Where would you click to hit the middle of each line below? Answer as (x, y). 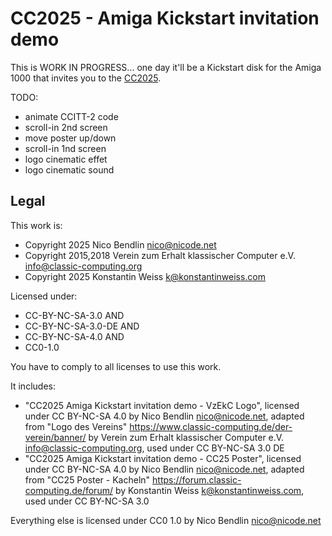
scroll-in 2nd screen (66, 127)
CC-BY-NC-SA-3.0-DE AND (82, 326)
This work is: (36, 225)
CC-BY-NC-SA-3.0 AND (74, 315)
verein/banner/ (55, 437)
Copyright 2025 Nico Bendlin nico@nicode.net (120, 244)
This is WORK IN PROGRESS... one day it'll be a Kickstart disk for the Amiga (166, 67)
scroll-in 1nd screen (65, 148)
